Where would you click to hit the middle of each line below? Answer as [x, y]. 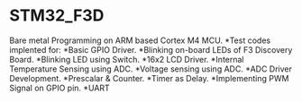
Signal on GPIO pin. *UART [59, 88]
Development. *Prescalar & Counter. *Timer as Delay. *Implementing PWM [149, 78]
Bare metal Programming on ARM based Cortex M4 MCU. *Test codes [140, 40]
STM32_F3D [57, 16]
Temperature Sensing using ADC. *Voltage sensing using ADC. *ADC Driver [151, 69]
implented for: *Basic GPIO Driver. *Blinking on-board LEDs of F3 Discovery [151, 49]
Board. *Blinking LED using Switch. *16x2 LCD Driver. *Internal [127, 59]
